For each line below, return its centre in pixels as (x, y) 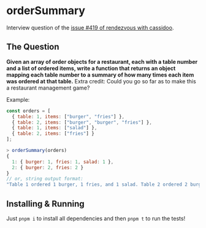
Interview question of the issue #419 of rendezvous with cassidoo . (90, 28)
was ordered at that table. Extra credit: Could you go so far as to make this (101, 81)
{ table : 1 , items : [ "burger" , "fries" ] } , (68, 116)
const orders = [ (29, 111)
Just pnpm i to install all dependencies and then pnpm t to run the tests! (96, 218)
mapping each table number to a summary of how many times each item (100, 75)
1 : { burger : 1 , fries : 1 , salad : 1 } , (63, 162)
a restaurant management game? (48, 88)
